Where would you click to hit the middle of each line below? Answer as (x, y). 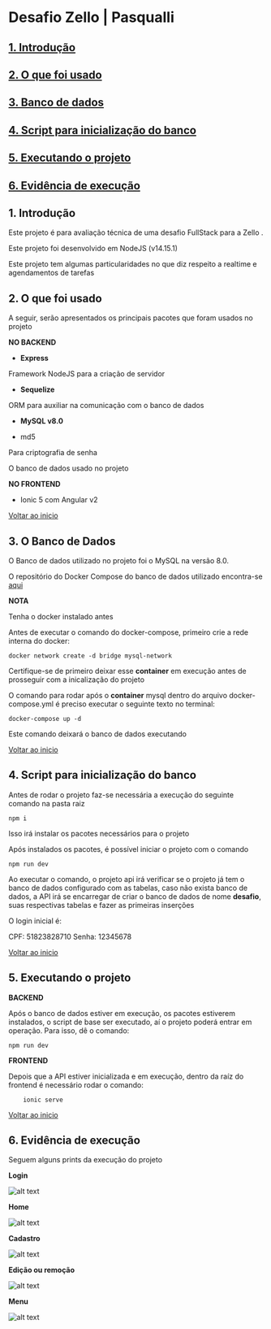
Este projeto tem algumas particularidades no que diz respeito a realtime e (133, 264)
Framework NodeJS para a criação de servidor (87, 374)
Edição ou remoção (42, 1270)
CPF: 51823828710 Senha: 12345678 (70, 936)
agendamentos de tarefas (52, 273)
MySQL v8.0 (41, 421)
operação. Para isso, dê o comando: (69, 1030)
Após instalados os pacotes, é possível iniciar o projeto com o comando (129, 849)
